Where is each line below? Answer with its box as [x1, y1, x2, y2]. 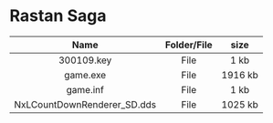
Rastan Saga [9, 5, 107, 26]
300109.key [58, 54, 112, 67]
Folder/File [164, 38, 213, 51]
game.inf [66, 83, 105, 96]
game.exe [63, 68, 107, 81]
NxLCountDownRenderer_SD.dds [14, 97, 157, 110]
